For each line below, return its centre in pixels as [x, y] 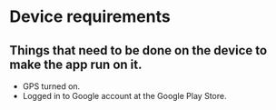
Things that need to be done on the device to [138, 50]
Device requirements [90, 17]
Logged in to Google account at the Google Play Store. [124, 96]
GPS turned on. [51, 86]
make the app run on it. [76, 64]
